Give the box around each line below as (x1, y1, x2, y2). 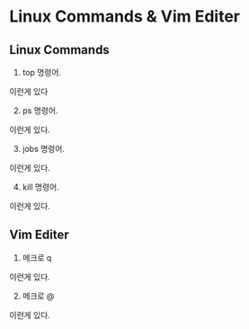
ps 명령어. (22, 105, 58, 116)
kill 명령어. (22, 182, 60, 192)
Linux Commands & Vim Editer (9, 6, 241, 27)
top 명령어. (22, 67, 61, 77)
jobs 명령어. (22, 144, 66, 154)
